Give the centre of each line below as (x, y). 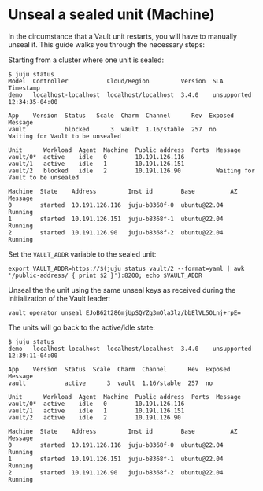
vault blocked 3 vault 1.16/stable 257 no (112, 129)
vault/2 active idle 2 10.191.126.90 (94, 417)
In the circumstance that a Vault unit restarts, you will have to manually (123, 36)
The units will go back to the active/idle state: (82, 327)
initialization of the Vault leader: (59, 298)
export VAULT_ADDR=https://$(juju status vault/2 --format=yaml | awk (126, 268)
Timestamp (24, 88)
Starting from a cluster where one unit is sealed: (86, 60)
